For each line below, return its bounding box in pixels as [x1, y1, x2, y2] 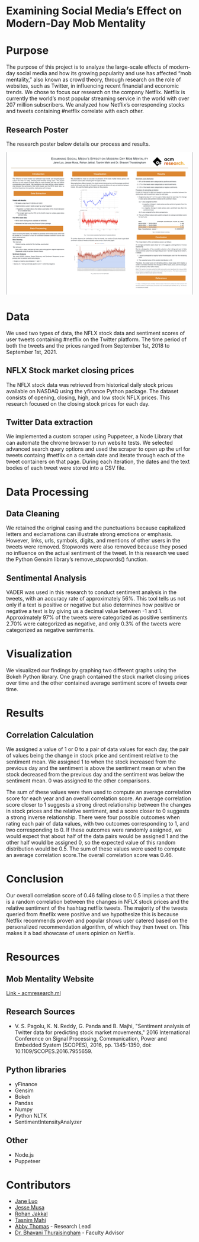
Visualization [6, 647, 72, 661]
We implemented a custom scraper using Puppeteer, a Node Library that [6, 433, 183, 440]
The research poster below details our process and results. [6, 140, 150, 147]
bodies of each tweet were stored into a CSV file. [6, 464, 126, 471]
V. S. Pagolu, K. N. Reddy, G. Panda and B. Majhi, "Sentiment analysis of [14, 1022, 191, 1029]
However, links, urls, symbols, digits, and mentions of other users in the [6, 537, 181, 544]
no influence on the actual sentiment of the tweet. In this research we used [6, 550, 189, 557]
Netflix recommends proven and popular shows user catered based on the [6, 917, 188, 925]
